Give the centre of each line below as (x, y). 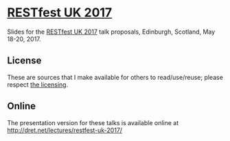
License (24, 61)
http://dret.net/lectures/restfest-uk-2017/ (65, 130)
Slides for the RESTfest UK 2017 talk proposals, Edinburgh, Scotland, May (111, 32)
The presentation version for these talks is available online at (93, 122)
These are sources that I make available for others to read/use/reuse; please (115, 77)
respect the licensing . (38, 85)
